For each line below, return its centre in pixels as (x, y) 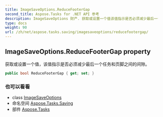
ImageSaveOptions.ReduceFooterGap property (78, 52)
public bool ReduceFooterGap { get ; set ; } (50, 73)
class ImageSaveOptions (37, 97)
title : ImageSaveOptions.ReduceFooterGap (48, 9)
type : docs (16, 23)
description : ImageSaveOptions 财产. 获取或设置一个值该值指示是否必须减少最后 (80, 18)
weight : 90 (16, 28)
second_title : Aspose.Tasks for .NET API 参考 (52, 14)
